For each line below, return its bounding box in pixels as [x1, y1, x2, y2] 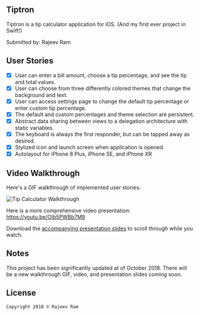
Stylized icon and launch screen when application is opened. [14, 144, 165, 151]
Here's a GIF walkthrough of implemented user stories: [6, 184, 141, 191]
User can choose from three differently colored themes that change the [14, 85, 191, 92]
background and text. [14, 91, 68, 98]
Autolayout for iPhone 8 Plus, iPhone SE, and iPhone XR [14, 150, 152, 157]
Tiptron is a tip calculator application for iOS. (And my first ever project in [6, 20, 186, 27]
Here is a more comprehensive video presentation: [6, 207, 131, 214]
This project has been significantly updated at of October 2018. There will [6, 264, 187, 271]
